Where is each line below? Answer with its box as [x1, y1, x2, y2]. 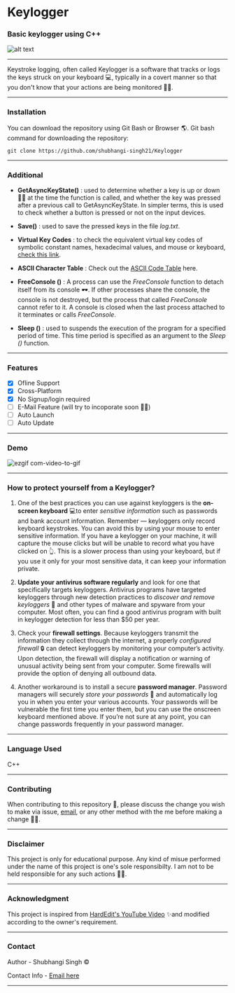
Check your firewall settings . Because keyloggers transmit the [17, 629, 199, 638]
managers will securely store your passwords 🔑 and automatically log [17, 690, 218, 699]
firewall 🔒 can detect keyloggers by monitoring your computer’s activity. [17, 644, 225, 652]
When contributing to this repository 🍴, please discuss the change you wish [7, 800, 225, 808]
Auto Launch [17, 411, 55, 419]
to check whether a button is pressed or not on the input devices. [17, 208, 206, 217]
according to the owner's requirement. [7, 917, 118, 926]
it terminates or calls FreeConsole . [17, 310, 117, 319]
